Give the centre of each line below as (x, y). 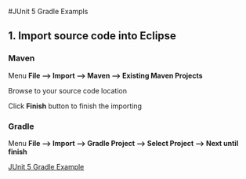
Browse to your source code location (68, 90)
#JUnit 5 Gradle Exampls (48, 11)
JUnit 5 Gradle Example (46, 166)
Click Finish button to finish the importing (75, 106)
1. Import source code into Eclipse (92, 36)
